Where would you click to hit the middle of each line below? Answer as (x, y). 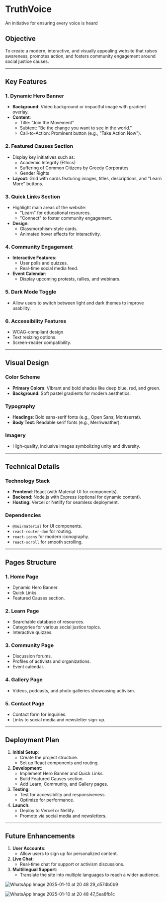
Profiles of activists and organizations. (51, 661)
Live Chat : (23, 859)
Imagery (15, 435)
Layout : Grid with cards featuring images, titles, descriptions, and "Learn (87, 178)
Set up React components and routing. (59, 763)
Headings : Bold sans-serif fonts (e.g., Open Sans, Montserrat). (77, 417)
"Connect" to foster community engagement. (66, 218)
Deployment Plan (32, 740)
